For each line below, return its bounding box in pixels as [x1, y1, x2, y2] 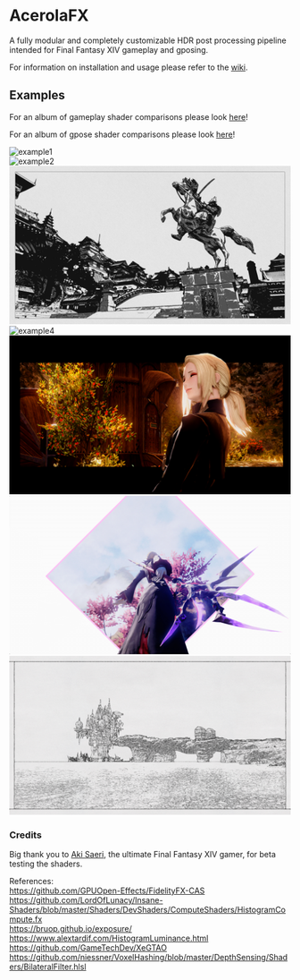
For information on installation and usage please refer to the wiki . [9, 62, 248, 72]
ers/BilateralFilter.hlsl [9, 961, 87, 972]
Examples [9, 88, 65, 103]
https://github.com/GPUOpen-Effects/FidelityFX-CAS [9, 885, 205, 896]
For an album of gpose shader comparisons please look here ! [9, 129, 236, 140]
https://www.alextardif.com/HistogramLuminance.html [9, 933, 209, 944]
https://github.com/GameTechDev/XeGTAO [9, 942, 168, 953]
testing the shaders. [9, 858, 83, 869]
